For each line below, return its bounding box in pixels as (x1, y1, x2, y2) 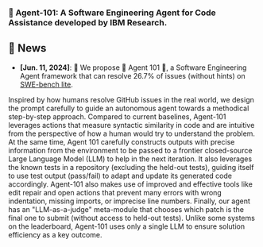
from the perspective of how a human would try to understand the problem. (8, 129, 256, 138)
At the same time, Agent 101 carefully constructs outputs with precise (8, 137, 235, 146)
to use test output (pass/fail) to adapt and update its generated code (8, 171, 233, 180)
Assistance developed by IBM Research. (8, 17, 168, 28)
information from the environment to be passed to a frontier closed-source (8, 145, 253, 155)
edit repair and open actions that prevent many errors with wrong (8, 187, 222, 197)
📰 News (8, 41, 47, 55)
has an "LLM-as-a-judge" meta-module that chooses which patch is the (8, 204, 245, 214)
